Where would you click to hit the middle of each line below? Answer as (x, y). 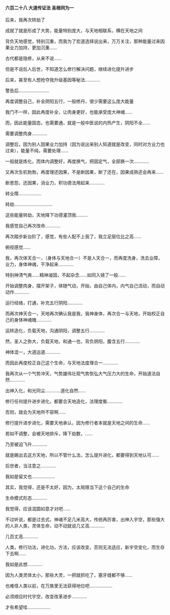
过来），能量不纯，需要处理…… (37, 151)
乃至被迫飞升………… (26, 444)
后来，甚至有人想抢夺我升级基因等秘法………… (53, 80)
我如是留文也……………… (30, 477)
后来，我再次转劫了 (25, 20)
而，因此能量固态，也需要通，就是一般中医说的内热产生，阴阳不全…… (78, 123)
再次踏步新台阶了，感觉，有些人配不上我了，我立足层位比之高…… (73, 236)
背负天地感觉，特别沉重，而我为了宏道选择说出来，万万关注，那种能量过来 (83, 41)
